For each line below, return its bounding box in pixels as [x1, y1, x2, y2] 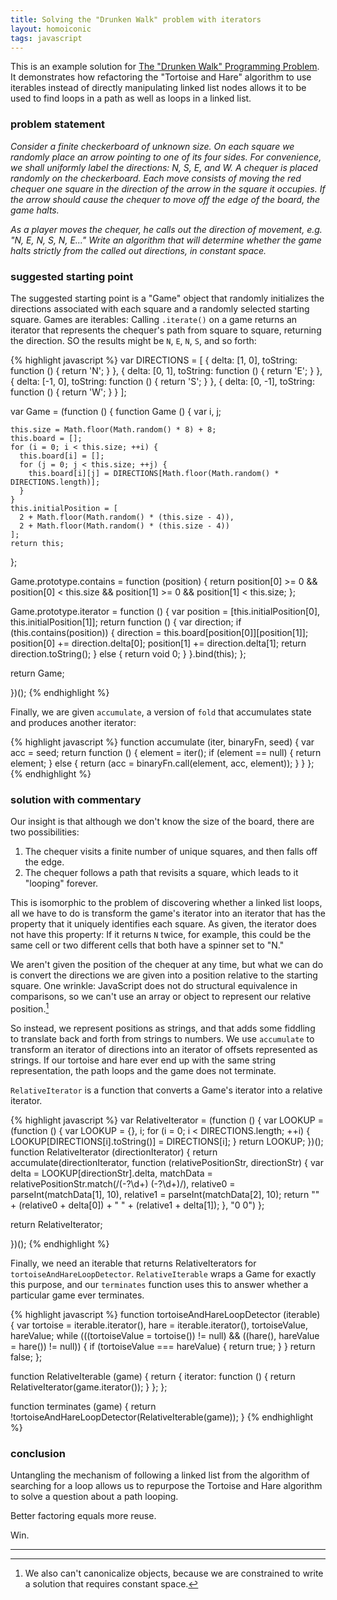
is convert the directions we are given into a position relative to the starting [10, 969, 318, 981]
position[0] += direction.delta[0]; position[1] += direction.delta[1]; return [10, 637, 307, 649]
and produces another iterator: [10, 716, 137, 728]
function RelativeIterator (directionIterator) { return [10, 1146, 218, 1158]
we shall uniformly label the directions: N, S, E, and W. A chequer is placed [10, 161, 318, 173]
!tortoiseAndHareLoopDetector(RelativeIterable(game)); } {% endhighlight [10, 1411, 314, 1423]
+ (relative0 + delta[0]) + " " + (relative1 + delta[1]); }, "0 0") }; [10, 1199, 265, 1211]
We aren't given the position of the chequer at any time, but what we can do [10, 959, 324, 971]
